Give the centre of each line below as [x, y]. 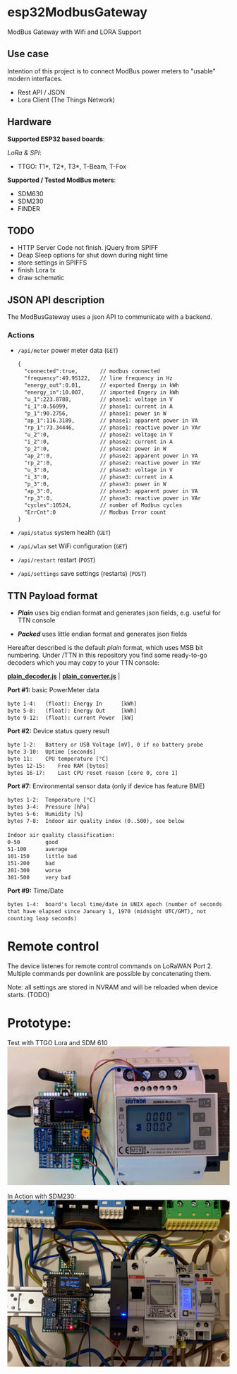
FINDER [29, 208]
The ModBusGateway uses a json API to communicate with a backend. [110, 317]
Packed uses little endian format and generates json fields [102, 634]
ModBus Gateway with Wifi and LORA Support [74, 32]
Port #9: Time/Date [36, 891]
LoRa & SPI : [24, 152]
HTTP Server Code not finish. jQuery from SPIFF [88, 248]
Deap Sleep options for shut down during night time [92, 255]
